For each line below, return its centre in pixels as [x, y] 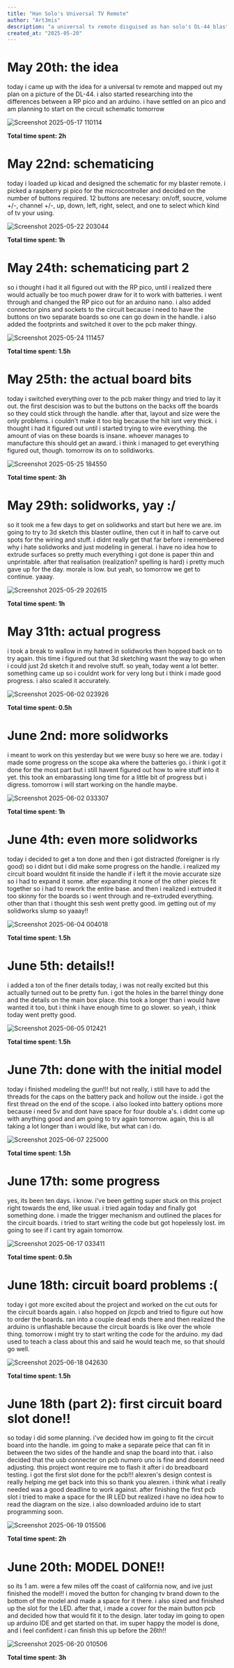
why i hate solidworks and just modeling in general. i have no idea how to [112, 546]
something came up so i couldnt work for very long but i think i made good [114, 673]
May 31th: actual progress [84, 632]
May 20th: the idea [63, 68]
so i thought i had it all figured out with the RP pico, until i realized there [110, 288]
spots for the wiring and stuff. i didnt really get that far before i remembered [116, 540]
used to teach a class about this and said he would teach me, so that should [116, 1342]
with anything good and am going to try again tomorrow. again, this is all [111, 1119]
